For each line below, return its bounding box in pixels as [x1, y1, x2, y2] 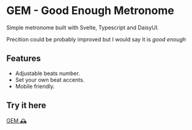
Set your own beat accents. [15, 76, 85, 83]
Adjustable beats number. [15, 70, 81, 77]
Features [6, 53, 41, 64]
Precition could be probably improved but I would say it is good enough [6, 35, 186, 43]
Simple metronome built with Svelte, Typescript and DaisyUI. [6, 24, 159, 31]
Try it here [6, 100, 46, 110]
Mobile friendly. [15, 82, 55, 90]
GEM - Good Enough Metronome [6, 4, 174, 18]
